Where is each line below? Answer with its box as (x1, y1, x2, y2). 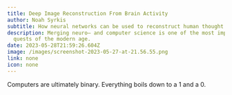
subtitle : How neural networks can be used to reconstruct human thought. (7, 23, 227, 30)
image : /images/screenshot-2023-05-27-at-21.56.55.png (7, 49, 168, 56)
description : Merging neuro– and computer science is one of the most (7, 29, 215, 36)
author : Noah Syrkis (7, 17, 67, 23)
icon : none (7, 61, 39, 68)
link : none (7, 55, 39, 62)
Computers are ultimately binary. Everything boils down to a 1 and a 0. (7, 80, 206, 88)
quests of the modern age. (13, 36, 91, 43)
